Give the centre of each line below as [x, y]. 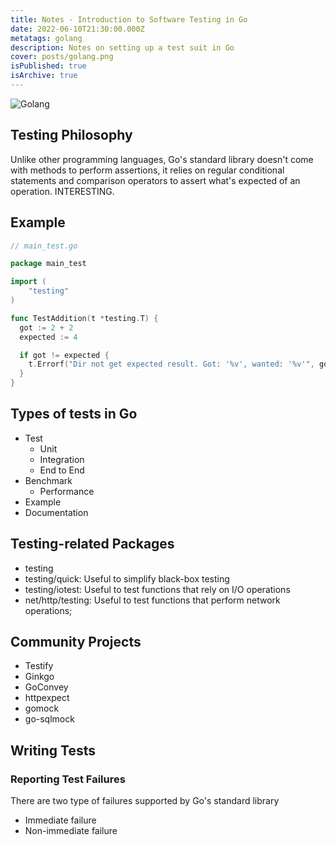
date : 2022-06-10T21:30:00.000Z [77, 29]
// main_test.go [44, 246]
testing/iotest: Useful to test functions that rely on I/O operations [157, 589]
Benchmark [48, 480]
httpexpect [47, 698]
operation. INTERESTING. [62, 191]
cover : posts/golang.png [62, 57]
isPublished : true [48, 66]
